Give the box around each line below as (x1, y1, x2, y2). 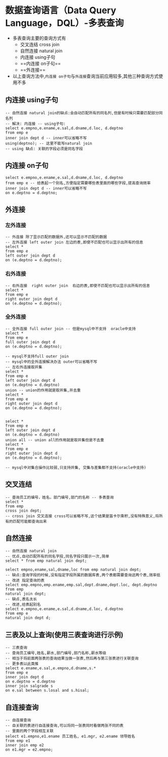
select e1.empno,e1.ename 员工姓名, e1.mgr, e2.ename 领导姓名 (5, 734, 136, 739)
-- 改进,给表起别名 (5, 602, 41, 607)
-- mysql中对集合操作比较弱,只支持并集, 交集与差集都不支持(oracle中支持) (5, 465, 147, 470)
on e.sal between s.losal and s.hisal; (5, 688, 90, 693)
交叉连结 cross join (20, 41, 60, 47)
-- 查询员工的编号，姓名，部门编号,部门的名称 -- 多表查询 (5, 495, 114, 500)
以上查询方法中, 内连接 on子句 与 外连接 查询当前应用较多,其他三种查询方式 (12, 73, 159, 79)
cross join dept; (5, 508, 42, 513)
